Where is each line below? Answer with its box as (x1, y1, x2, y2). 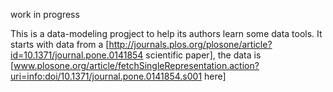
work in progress (10, 9, 80, 20)
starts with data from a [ (10, 39, 110, 50)
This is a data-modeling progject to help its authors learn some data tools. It (10, 28, 323, 39)
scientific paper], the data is (145, 49, 262, 61)
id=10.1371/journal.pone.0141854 (10, 49, 144, 61)
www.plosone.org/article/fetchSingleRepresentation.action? (13, 60, 260, 71)
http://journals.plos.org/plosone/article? (108, 39, 273, 50)
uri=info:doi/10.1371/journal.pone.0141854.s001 (10, 70, 203, 82)
